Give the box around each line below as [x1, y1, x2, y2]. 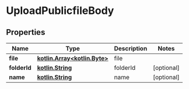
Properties [6, 27, 45, 37]
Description [114, 45, 148, 52]
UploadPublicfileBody [6, 4, 114, 17]
